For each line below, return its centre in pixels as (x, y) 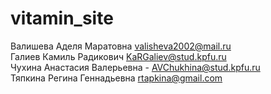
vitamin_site (62, 18)
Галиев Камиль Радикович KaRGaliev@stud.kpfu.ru (118, 56)
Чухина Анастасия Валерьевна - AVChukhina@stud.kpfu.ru (135, 67)
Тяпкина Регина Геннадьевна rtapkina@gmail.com (116, 78)
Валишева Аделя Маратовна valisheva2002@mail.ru (121, 46)
